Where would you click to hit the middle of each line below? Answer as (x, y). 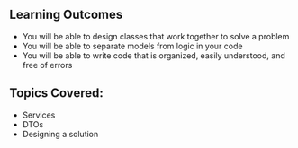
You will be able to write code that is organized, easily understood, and (154, 55)
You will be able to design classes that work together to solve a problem (156, 36)
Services (39, 115)
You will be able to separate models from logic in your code (132, 46)
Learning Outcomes (66, 15)
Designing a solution (60, 134)
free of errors (47, 65)
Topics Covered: (56, 93)
